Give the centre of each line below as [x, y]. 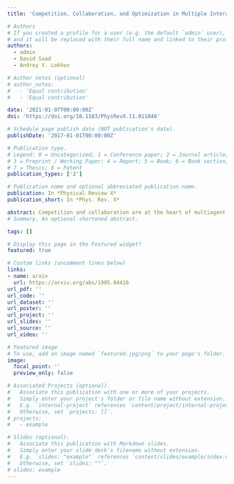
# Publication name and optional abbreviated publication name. [102, 187]
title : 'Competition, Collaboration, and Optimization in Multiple [107, 14]
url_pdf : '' [24, 289]
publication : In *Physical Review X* [62, 193]
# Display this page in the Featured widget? [74, 244]
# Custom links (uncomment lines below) [67, 263]
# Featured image [32, 347]
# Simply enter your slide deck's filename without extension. [104, 450]
